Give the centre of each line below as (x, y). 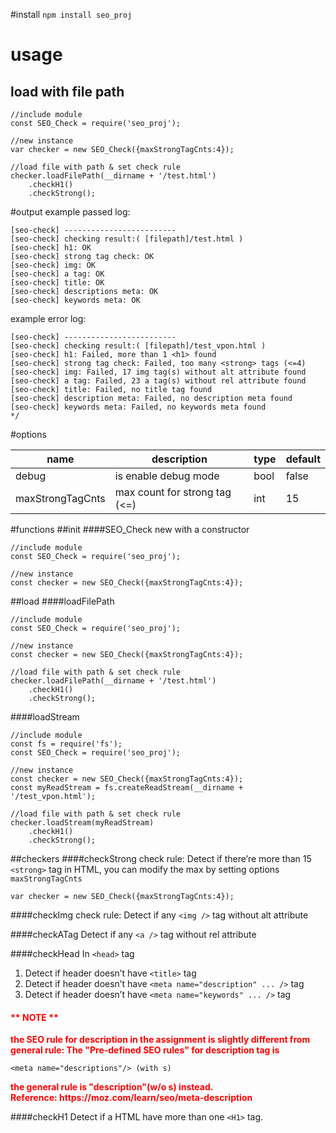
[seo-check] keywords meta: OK (75, 300)
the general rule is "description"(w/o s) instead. (112, 1087)
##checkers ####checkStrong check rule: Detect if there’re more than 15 (161, 858)
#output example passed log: (70, 212)
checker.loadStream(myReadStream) (82, 823)
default (303, 459)
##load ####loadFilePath (62, 601)
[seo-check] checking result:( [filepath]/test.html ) (127, 239)
